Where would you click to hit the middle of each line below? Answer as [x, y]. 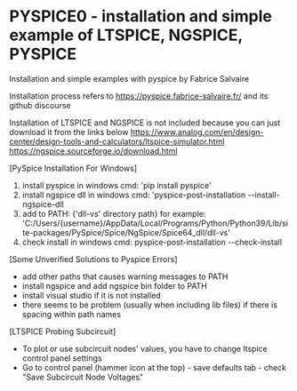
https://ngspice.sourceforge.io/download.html [93, 151]
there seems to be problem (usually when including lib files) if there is [150, 305]
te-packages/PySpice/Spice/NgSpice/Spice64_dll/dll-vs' [126, 232]
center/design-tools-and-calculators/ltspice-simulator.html [117, 141]
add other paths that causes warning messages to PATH [125, 276]
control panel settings [62, 358]
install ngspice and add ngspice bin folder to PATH [114, 285]
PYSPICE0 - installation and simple [141, 16]
